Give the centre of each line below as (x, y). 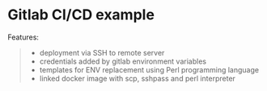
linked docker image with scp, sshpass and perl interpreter (138, 78)
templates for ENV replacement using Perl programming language (149, 69)
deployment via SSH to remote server (102, 52)
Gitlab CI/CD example (81, 15)
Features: (23, 37)
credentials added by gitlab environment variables (123, 61)
